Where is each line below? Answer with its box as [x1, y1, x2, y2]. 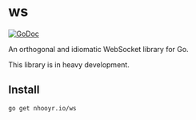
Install [8, 83, 40, 97]
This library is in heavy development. [8, 59, 130, 70]
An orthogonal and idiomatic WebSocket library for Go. [8, 44, 190, 54]
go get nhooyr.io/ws [8, 104, 78, 112]
